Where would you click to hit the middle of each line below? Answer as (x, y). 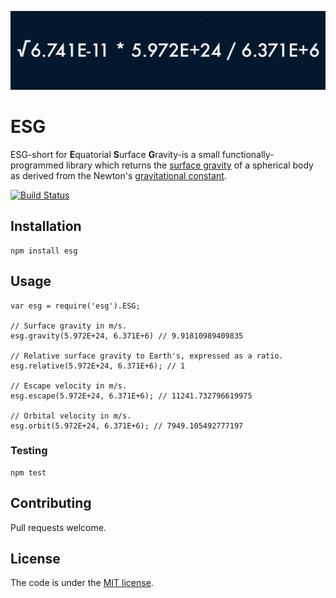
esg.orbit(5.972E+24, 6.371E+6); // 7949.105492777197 (127, 426)
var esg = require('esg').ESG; (75, 306)
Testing (29, 451)
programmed (37, 165)
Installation (46, 226)
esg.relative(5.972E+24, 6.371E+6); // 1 (98, 366)
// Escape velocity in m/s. (69, 386)
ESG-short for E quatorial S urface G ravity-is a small (115, 154)
